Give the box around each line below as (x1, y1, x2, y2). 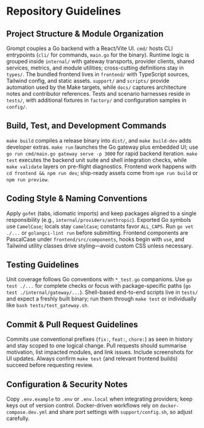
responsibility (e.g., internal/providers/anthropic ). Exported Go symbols (6, 216, 191, 223)
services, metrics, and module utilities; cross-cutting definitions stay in (6, 64, 184, 71)
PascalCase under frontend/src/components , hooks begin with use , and (6, 235, 185, 243)
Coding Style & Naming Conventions (6, 193, 147, 204)
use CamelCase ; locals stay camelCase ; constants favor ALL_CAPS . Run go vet (6, 223, 194, 230)
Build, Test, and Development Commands (6, 121, 167, 131)
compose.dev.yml (6, 410, 47, 416)
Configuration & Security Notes (6, 379, 128, 390)
